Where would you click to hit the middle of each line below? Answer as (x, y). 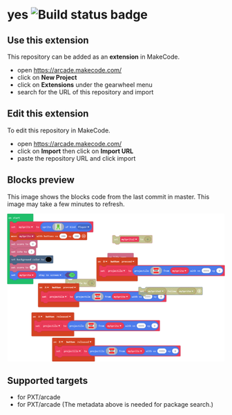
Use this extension (48, 40)
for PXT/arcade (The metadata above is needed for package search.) (115, 405)
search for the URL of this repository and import (85, 92)
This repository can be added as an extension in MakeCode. (94, 57)
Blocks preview (41, 180)
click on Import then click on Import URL (75, 151)
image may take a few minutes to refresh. (66, 204)
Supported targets (48, 381)
